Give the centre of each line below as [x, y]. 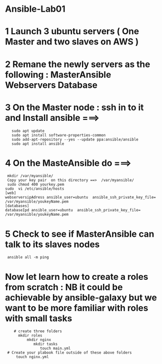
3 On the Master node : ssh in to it [74, 107]
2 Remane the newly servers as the [78, 64]
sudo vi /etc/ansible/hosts [35, 189]
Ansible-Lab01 [35, 9]
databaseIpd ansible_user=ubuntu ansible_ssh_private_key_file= [73, 210]
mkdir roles [30, 336]
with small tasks [39, 318]
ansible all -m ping [28, 257]
